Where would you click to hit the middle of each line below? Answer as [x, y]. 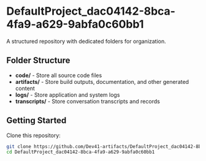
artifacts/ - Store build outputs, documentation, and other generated [102, 81]
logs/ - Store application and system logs [67, 95]
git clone [19, 146]
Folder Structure [38, 60]
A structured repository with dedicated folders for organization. [86, 41]
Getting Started [36, 121]
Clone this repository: [34, 135]
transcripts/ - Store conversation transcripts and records [88, 101]
